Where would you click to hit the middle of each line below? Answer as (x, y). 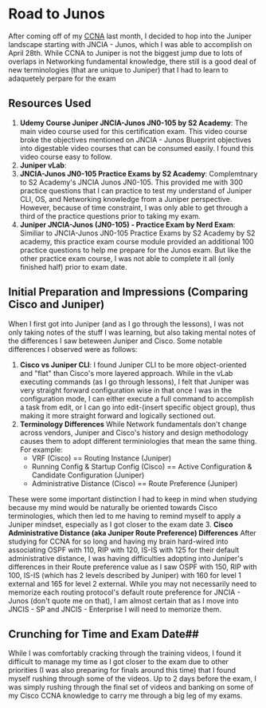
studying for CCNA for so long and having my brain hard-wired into (118, 541)
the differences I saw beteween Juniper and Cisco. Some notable (115, 341)
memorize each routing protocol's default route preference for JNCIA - (124, 592)
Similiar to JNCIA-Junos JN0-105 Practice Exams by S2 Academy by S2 (137, 233)
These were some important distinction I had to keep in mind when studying (133, 499)
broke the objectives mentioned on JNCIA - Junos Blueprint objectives (135, 140)
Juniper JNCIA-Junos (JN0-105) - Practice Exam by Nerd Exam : (127, 224)
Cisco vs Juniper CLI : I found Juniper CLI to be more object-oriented (133, 365)
